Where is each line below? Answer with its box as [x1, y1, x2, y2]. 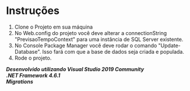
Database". [14, 48, 41, 55]
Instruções [6, 4, 60, 17]
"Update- [158, 42, 181, 49]
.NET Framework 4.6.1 [6, 72, 61, 79]
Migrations [6, 78, 33, 85]
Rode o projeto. [14, 54, 52, 61]
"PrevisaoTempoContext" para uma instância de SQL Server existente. [14, 36, 184, 43]
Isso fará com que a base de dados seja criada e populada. [42, 48, 185, 55]
